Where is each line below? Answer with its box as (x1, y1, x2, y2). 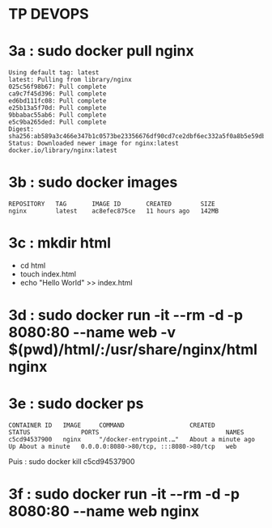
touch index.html (19, 269, 77, 279)
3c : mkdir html (8, 234, 112, 252)
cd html (19, 260, 46, 270)
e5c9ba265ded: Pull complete (8, 118, 107, 126)
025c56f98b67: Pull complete (8, 82, 107, 91)
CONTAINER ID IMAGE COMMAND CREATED (8, 421, 216, 429)
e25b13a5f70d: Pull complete (8, 104, 107, 112)
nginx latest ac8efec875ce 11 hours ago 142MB (8, 207, 219, 215)
